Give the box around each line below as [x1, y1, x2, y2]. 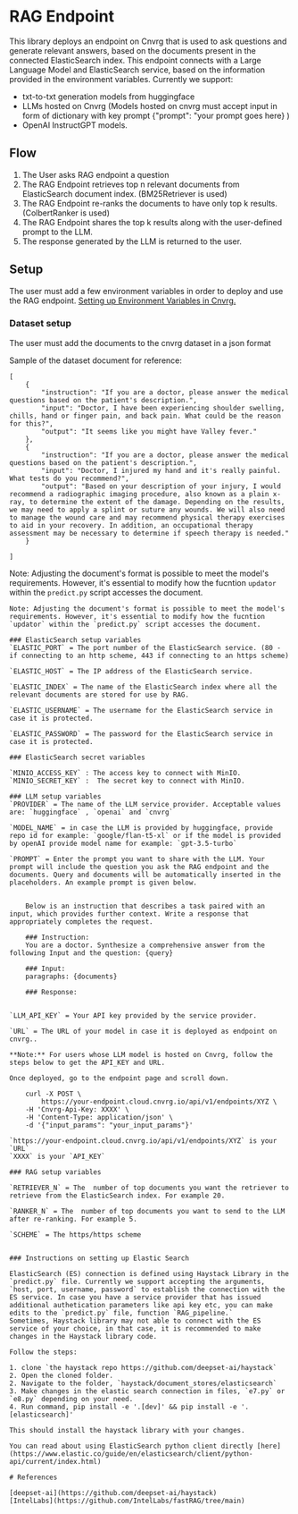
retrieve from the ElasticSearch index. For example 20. [9, 1191, 226, 1200]
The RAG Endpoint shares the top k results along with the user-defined [21, 216, 283, 227]
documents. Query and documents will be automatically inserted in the [9, 870, 281, 879]
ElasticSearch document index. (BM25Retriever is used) [21, 188, 228, 199]
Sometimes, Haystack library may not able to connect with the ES [9, 1316, 261, 1325]
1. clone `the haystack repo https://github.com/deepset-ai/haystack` [9, 1363, 277, 1372]
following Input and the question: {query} [9, 948, 174, 958]
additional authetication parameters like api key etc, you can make [9, 1300, 274, 1309]
